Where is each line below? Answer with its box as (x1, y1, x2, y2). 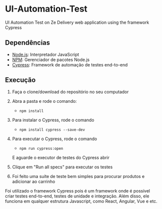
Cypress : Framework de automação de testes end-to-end (12, 62, 128, 67)
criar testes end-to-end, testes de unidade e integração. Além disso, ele (5, 193, 149, 199)
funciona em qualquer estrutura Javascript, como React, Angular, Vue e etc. (5, 198, 158, 204)
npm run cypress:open (19, 146, 63, 151)
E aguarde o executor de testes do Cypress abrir (12, 154, 110, 161)
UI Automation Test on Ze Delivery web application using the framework (5, 19, 149, 25)
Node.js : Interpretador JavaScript (12, 51, 79, 57)
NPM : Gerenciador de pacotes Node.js (12, 57, 90, 63)
